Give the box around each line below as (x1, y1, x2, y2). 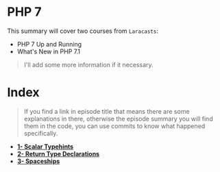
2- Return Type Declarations (16, 149, 100, 158)
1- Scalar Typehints (16, 142, 74, 151)
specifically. (23, 129, 58, 137)
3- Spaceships (16, 157, 60, 165)
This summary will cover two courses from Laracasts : (7, 27, 159, 35)
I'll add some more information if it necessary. (23, 60, 154, 69)
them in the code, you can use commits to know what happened (23, 121, 206, 130)
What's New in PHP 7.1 (16, 47, 81, 56)
